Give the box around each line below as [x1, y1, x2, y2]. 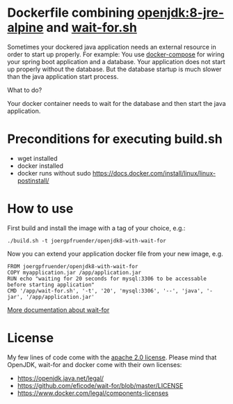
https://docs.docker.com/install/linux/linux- [93, 169, 216, 177]
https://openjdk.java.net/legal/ [17, 374, 104, 382]
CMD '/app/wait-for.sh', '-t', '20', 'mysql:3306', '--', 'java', [7, 287, 204, 294]
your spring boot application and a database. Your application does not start [7, 57, 226, 65]
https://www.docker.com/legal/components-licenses [17, 389, 169, 397]
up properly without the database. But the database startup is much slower [7, 65, 222, 73]
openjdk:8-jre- [137, 5, 225, 21]
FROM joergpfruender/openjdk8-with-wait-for [7, 263, 138, 270]
